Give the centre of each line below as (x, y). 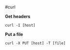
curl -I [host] (20, 25)
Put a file (14, 34)
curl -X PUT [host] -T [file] (35, 43)
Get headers (18, 16)
